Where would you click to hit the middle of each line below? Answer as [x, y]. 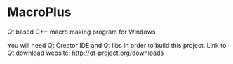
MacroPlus [39, 12]
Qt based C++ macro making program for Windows [81, 32]
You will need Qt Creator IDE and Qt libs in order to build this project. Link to [117, 45]
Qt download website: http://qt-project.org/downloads [86, 53]
